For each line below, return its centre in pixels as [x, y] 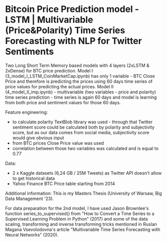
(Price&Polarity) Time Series [65, 30]
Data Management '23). [29, 199]
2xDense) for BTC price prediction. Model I [49, 70]
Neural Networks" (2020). [32, 235]
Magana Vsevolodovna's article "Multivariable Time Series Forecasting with [83, 229]
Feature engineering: [27, 112]
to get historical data [33, 178]
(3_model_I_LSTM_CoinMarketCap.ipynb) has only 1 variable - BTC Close [80, 76]
